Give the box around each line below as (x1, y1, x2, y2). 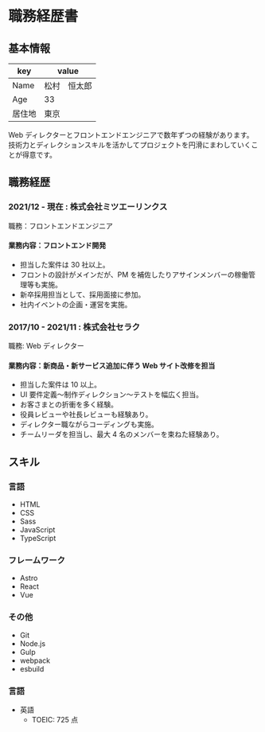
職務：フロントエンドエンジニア (8, 220, 113, 231)
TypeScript (19, 534, 57, 543)
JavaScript (19, 525, 56, 535)
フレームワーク (8, 555, 66, 566)
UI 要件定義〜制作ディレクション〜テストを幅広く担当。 (19, 390, 203, 399)
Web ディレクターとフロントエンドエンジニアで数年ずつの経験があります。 (8, 130, 254, 139)
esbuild (19, 664, 45, 673)
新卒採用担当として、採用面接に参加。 (19, 290, 146, 299)
